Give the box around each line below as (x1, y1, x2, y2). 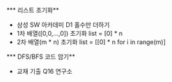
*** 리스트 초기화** (6, 6, 60, 14)
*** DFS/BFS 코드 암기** (6, 52, 76, 61)
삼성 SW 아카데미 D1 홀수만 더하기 (16, 21, 110, 29)
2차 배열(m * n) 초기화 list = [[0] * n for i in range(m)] (16, 38, 166, 46)
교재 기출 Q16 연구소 (16, 68, 72, 75)
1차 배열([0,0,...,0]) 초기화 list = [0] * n (16, 30, 123, 37)
